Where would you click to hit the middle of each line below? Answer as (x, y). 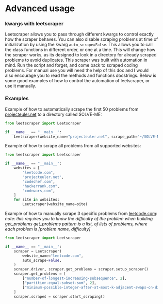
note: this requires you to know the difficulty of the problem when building (79, 219)
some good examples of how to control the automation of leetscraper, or (77, 81)
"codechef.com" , (39, 181)
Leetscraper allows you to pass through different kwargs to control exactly (79, 34)
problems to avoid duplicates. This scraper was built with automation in (76, 60)
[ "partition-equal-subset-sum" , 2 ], (59, 283)
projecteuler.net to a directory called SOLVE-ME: (53, 114)
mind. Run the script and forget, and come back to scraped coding (72, 65)
